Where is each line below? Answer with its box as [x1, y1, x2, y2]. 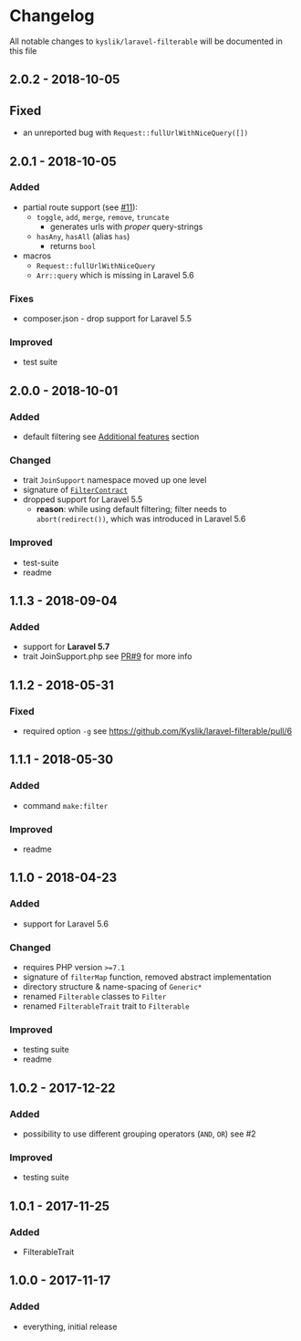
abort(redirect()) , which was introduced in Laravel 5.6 [36, 513, 246, 525]
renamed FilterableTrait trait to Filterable [22, 1001, 190, 1011]
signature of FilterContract [22, 485, 129, 496]
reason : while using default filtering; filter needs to [36, 504, 227, 515]
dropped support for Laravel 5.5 [22, 494, 143, 505]
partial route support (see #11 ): [22, 202, 139, 213]
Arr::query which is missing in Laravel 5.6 [36, 269, 194, 280]
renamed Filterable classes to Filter [22, 991, 167, 1002]
